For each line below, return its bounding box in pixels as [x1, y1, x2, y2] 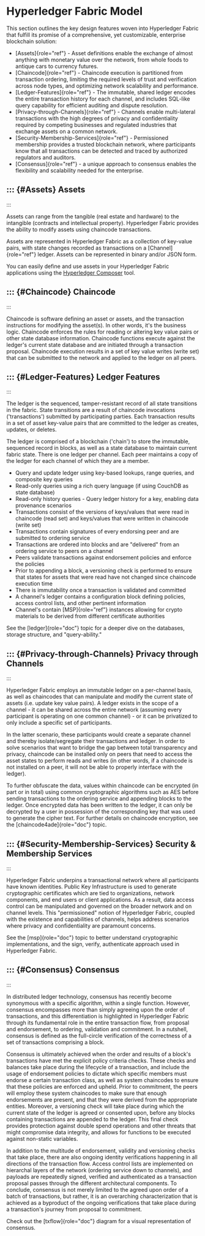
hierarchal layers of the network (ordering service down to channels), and [6, 1166, 192, 1173]
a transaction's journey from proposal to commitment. [6, 1205, 143, 1213]
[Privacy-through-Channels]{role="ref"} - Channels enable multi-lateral [15, 108, 196, 115]
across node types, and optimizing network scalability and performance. [15, 82, 199, 90]
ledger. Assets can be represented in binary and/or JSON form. [37, 250, 197, 258]
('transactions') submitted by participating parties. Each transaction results [6, 413, 195, 421]
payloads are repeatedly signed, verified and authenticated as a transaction [6, 1173, 197, 1180]
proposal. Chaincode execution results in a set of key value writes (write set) [6, 348, 199, 355]
